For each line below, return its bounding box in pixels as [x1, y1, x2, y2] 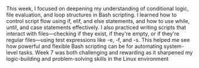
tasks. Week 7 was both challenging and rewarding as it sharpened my [19, 49, 193, 56]
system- [163, 43, 184, 50]
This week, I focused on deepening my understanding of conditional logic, [6, 5, 189, 12]
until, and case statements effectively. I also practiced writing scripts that [6, 24, 186, 31]
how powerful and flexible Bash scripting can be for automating [6, 43, 163, 50]
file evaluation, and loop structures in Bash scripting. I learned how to [6, 11, 177, 18]
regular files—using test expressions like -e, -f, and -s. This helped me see [6, 37, 190, 43]
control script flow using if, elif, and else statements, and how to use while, [6, 18, 190, 24]
